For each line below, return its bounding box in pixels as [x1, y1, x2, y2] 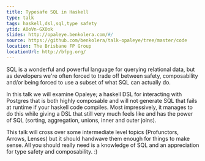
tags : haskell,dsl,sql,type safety [6, 20, 97, 26]
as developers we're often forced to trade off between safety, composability [6, 72, 198, 80]
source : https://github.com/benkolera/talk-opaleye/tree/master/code [6, 37, 188, 43]
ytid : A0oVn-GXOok [6, 26, 53, 32]
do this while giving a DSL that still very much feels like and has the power [6, 110, 193, 117]
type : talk [6, 15, 34, 21]
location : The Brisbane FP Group [6, 43, 92, 50]
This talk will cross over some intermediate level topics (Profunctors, [6, 128, 179, 135]
